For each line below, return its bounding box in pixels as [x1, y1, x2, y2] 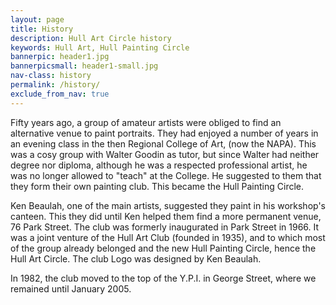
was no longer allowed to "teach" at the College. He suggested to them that [10, 169, 322, 181]
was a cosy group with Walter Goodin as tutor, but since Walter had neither [10, 148, 320, 160]
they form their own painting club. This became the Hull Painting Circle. [10, 180, 304, 192]
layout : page [10, 14, 65, 25]
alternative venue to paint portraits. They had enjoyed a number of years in [10, 127, 319, 139]
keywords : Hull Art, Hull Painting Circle [10, 42, 190, 53]
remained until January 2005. [10, 282, 132, 295]
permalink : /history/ [10, 80, 101, 90]
